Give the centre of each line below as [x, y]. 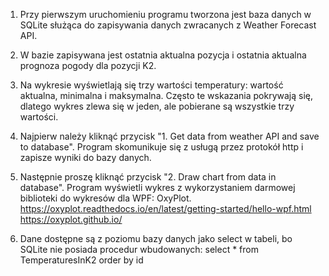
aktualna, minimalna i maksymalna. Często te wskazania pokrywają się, [166, 95]
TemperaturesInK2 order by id [81, 260]
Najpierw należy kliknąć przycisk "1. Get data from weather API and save [169, 136]
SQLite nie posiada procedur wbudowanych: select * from [139, 249]
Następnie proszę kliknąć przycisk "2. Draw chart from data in [148, 177]
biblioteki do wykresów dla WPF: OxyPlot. [105, 198]
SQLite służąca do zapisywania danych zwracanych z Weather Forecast [168, 25]
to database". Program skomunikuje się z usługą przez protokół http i [161, 147]
